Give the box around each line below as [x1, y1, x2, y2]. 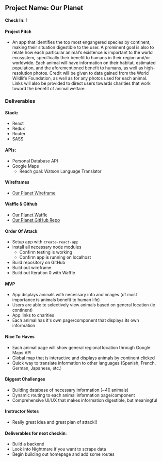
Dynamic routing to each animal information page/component [12, 392, 135, 398]
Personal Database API [12, 158, 58, 164]
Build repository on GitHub [12, 259, 65, 266]
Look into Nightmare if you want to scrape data [12, 446, 106, 452]
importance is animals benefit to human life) [12, 297, 100, 303]
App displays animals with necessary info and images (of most [12, 292, 137, 298]
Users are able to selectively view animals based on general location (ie [12, 302, 155, 308]
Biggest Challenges [5, 376, 46, 382]
